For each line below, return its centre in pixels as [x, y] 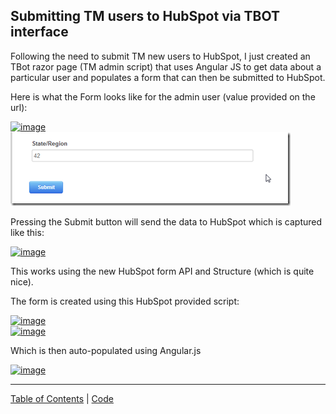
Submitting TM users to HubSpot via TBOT [145, 16]
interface [39, 32]
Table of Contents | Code [62, 398]
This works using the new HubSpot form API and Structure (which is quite [162, 271]
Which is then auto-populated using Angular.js [106, 350]
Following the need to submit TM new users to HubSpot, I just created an [160, 56]
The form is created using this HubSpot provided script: [125, 301]
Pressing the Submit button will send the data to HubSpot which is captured [166, 221]
